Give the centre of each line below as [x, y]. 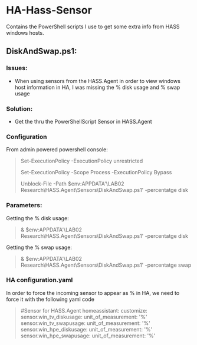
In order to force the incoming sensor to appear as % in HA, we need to [93, 293]
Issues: [17, 68]
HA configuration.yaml [40, 280]
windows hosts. [25, 32]
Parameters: [24, 205]
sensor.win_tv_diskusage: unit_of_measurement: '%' [84, 317]
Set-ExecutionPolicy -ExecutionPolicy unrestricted [82, 161]
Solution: [19, 108]
